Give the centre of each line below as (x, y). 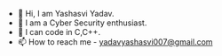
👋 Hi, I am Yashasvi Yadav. (66, 14)
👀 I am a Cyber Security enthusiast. (82, 23)
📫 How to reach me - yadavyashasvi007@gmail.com (115, 42)
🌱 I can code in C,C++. (59, 32)
